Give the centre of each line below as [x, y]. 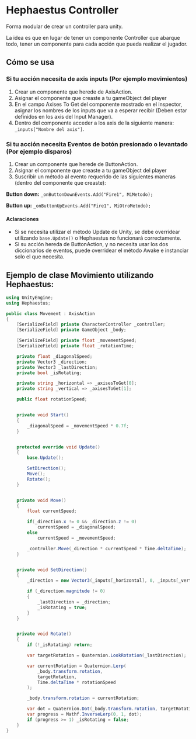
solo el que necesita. [39, 257]
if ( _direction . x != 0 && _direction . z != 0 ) [82, 522]
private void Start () [43, 415]
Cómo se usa [30, 62]
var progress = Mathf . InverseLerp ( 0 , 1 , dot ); [85, 714]
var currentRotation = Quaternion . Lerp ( [77, 666]
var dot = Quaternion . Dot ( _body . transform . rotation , [92, 709]
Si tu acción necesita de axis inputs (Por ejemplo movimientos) [97, 79]
